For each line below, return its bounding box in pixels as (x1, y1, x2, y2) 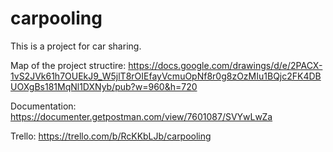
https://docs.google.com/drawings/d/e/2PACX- (128, 59, 323, 71)
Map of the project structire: (10, 59, 127, 71)
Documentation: (10, 100, 77, 112)
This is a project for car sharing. (10, 40, 142, 52)
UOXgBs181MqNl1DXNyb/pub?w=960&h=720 (10, 80, 198, 92)
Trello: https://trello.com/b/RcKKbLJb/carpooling (10, 130, 212, 142)
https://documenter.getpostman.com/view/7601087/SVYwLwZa (10, 110, 273, 122)
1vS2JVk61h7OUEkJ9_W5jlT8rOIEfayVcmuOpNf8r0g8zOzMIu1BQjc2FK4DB (10, 70, 322, 82)
